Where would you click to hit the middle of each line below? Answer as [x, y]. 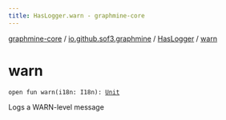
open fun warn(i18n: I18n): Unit [64, 92]
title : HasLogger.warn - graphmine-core [77, 16]
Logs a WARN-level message [56, 107]
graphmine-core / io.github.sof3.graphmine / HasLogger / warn [113, 38]
